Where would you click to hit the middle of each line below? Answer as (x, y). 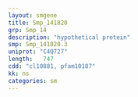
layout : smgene (33, 15)
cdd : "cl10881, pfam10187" (52, 66)
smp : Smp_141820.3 (38, 45)
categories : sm (33, 81)
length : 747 (31, 59)
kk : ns (19, 74)
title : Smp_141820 (38, 23)
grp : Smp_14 (27, 30)
